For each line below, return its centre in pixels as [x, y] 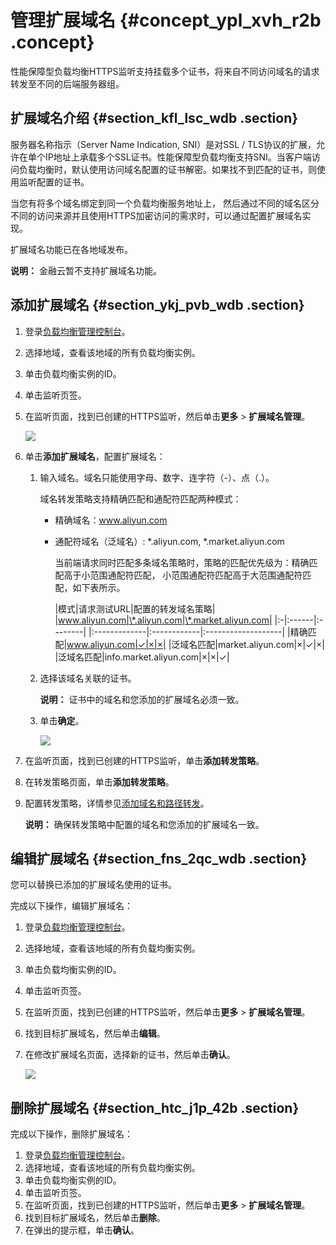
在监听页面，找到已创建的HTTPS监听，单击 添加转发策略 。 [144, 760]
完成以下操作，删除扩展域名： [71, 1134]
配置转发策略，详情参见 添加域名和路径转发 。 [117, 803]
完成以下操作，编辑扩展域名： [71, 906]
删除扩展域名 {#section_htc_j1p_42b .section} [155, 1107]
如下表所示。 [99, 587]
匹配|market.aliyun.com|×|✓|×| [261, 644]
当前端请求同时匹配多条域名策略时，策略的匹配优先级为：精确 [182, 562]
